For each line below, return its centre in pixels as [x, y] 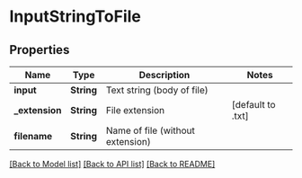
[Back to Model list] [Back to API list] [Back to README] [112, 164]
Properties [40, 50]
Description [164, 75]
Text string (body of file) [157, 90]
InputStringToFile [75, 17]
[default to [253, 105]
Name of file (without [150, 130]
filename [33, 136]
